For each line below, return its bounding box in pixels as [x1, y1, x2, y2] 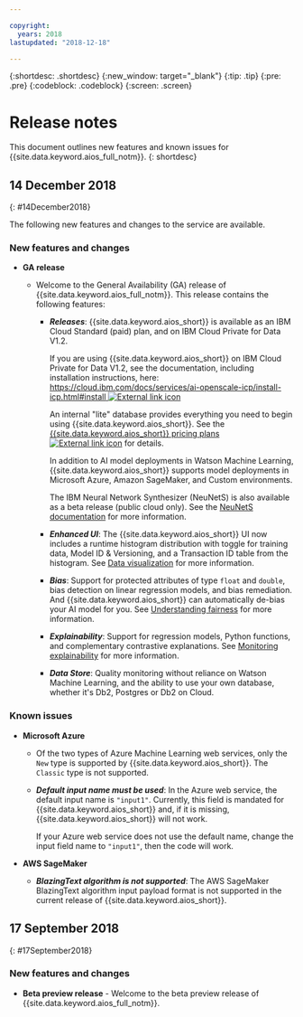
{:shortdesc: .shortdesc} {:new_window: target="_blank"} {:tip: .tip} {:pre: [9, 71, 281, 81]
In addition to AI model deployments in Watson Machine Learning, [49, 456, 294, 466]
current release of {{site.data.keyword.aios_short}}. [35, 894, 227, 905]
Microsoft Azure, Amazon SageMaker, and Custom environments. [49, 475, 293, 485]
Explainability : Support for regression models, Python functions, [49, 631, 291, 642]
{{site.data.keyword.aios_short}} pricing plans [49, 428, 220, 439]
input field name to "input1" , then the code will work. [35, 840, 234, 851]
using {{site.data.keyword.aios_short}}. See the [49, 419, 225, 429]
